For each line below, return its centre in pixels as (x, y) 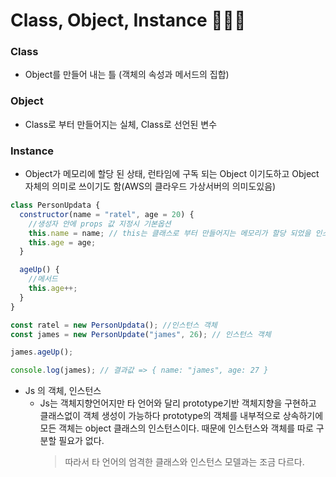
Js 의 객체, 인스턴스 (63, 391)
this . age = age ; (62, 242)
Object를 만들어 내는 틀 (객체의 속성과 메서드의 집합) (127, 75)
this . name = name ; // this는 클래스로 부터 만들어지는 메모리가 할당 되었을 (170, 233)
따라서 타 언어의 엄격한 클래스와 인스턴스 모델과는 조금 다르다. (184, 462)
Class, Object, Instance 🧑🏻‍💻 (128, 20)
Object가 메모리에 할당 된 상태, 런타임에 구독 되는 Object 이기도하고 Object (172, 174)
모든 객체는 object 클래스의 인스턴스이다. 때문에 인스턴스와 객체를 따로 (176, 428)
